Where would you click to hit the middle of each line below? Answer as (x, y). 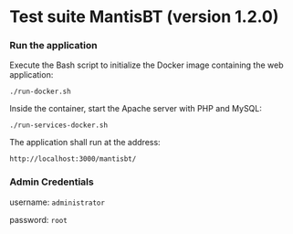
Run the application (53, 46)
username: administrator (57, 202)
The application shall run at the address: (85, 143)
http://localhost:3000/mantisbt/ (73, 159)
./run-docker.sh (40, 92)
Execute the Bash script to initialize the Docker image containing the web (146, 65)
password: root (39, 219)
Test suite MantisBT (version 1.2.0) (144, 17)
